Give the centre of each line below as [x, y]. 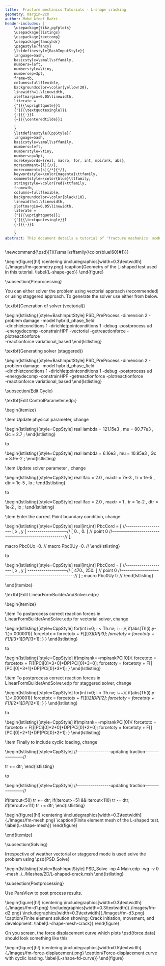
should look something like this [36, 938]
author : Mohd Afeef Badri [31, 19]
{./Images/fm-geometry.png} [34, 267]
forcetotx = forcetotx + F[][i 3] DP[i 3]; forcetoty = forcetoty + [94, 634]
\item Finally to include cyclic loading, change [51, 742]
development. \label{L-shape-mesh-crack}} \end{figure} [62, 923]
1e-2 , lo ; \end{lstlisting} [30, 507]
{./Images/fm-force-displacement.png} [45, 953]
